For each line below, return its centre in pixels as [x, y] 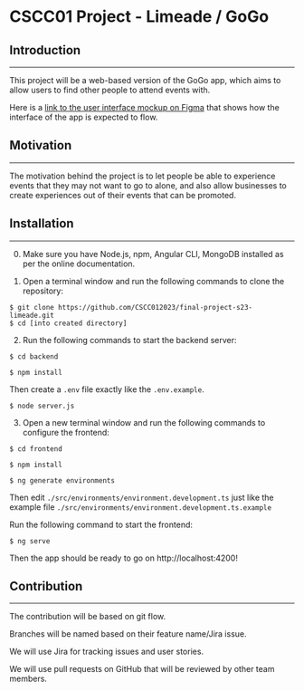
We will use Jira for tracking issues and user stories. [107, 652]
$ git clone [32, 307]
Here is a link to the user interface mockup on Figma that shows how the [145, 107]
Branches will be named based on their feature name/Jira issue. [128, 634]
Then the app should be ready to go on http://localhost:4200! [123, 558]
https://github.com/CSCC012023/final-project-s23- [155, 307]
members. [28, 679]
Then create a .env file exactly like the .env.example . [107, 389]
